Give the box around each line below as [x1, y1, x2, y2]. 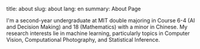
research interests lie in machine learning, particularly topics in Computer [6, 30, 190, 37]
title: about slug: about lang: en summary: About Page [6, 5, 141, 12]
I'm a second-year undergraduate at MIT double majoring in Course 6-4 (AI [6, 17, 195, 24]
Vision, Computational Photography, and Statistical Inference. [6, 36, 160, 43]
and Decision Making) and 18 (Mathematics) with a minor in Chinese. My [6, 24, 188, 30]
